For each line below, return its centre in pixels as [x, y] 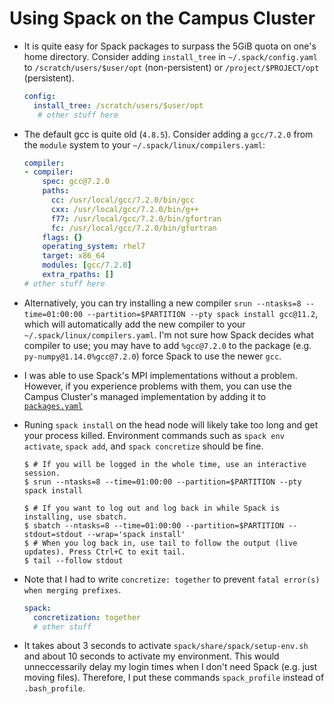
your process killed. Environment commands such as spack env [154, 435]
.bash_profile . [54, 688]
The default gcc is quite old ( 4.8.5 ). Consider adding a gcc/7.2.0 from [168, 134]
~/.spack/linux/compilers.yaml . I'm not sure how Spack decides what [168, 334]
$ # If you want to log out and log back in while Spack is [151, 508]
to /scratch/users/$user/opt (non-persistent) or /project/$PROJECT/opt [171, 67]
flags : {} [62, 237]
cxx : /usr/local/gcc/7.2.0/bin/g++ [125, 209]
